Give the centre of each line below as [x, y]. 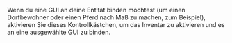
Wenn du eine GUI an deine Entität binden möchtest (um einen [96, 10]
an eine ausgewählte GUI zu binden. [59, 32]
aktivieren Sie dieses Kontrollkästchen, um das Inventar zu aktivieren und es [116, 25]
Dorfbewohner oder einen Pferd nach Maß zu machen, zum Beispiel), [107, 17]
